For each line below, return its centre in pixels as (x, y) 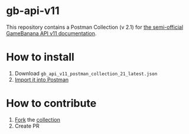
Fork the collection (37, 119)
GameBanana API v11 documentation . (51, 33)
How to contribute (51, 103)
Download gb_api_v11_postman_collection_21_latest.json (86, 73)
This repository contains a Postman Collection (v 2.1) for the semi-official (95, 27)
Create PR (27, 126)
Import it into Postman (42, 79)
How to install (40, 57)
